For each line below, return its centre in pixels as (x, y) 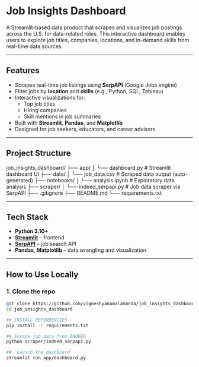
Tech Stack (27, 217)
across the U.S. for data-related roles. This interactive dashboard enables (96, 33)
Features (23, 70)
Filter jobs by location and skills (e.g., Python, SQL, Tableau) (89, 91)
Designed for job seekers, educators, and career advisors (85, 129)
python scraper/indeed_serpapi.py (49, 342)
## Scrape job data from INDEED (46, 336)
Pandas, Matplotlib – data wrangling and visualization (81, 250)
